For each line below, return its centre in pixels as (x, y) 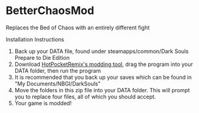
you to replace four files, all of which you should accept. (85, 97)
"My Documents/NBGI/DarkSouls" (58, 84)
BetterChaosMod (50, 11)
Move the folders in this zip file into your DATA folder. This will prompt (102, 90)
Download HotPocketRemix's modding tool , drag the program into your (104, 64)
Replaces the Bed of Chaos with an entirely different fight (78, 27)
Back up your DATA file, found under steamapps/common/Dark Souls (101, 51)
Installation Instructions (35, 39)
